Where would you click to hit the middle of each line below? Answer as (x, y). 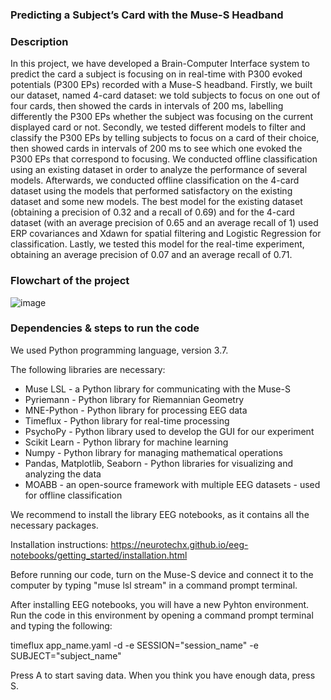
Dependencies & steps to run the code (105, 328)
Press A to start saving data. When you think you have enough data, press (163, 675)
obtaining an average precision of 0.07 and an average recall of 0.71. (151, 255)
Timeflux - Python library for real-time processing (127, 420)
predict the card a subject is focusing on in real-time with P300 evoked (156, 74)
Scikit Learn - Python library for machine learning (126, 442)
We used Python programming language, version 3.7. (119, 350)
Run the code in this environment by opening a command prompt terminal (162, 615)
